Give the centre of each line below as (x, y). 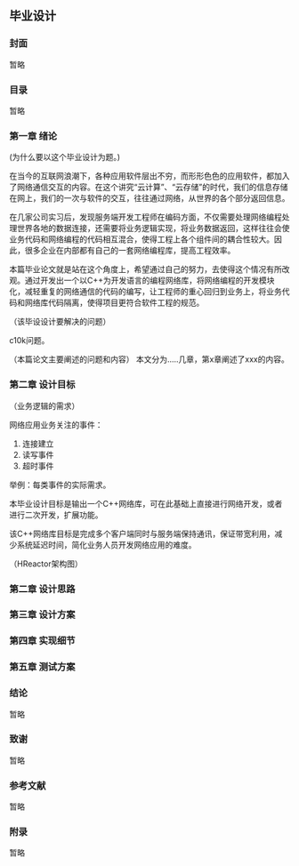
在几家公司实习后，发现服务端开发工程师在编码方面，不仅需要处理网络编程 (145, 217)
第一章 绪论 (33, 136)
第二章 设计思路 (42, 589)
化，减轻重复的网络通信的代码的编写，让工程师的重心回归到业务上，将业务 (145, 292)
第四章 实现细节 (42, 641)
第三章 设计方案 (42, 614)
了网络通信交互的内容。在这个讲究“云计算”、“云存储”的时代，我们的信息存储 (149, 187)
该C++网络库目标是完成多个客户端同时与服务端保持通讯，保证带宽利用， (142, 533)
